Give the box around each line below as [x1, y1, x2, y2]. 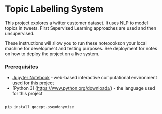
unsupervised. [5, 30, 35, 36]
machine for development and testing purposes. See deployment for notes [5, 45, 158, 51]
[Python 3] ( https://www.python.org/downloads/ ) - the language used [12, 85, 155, 91]
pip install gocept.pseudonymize [5, 105, 74, 110]
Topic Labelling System [5, 3, 104, 15]
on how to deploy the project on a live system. [5, 51, 100, 57]
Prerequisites [5, 63, 38, 70]
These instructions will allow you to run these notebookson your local [5, 40, 147, 46]
